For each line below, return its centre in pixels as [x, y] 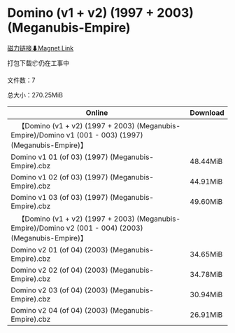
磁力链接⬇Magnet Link [41, 48]
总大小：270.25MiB [35, 95]
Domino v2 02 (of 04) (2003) [59, 270]
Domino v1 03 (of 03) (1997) [59, 197]
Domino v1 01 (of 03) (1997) [59, 157]
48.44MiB [206, 161]
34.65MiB [206, 254]
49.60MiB [206, 201]
